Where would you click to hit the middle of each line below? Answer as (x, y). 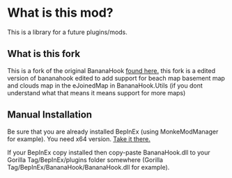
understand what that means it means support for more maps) (96, 92)
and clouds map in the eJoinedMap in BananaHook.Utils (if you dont (105, 86)
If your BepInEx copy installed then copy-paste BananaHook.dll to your (109, 152)
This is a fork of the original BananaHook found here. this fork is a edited (111, 70)
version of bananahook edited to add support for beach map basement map (116, 78)
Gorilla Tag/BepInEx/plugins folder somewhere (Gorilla (85, 160)
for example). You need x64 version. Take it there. (79, 139)
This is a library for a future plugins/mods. (67, 32)
